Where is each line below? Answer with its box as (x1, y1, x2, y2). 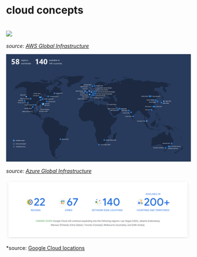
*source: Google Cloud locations (6, 245, 85, 252)
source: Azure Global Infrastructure (6, 167, 92, 174)
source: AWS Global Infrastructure (6, 42, 89, 50)
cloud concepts (6, 4, 84, 17)
